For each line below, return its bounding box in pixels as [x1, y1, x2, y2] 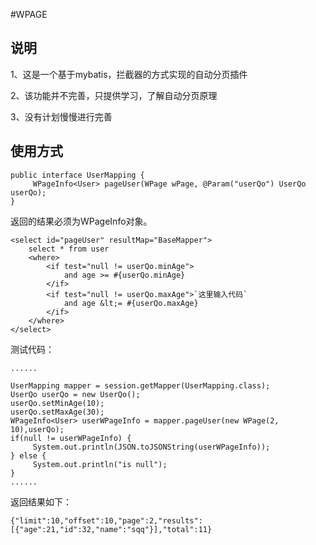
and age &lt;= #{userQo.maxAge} [63, 298, 199, 308]
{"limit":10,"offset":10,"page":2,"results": [10, 515, 203, 526]
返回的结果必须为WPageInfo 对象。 [10, 215, 153, 227]
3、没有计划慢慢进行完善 [10, 110, 113, 123]
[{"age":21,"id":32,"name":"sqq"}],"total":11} [10, 524, 213, 534]
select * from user [28, 244, 110, 254]
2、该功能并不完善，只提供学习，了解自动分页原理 [10, 89, 218, 101]
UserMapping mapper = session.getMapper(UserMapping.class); [10, 380, 271, 391]
